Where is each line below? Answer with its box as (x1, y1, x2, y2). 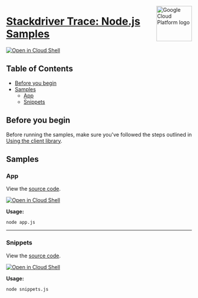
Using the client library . (6, 137, 62, 144)
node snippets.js (6, 286, 49, 292)
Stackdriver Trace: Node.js (6, 15, 140, 28)
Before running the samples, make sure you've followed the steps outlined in (6, 131, 192, 138)
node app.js (6, 220, 35, 226)
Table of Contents (6, 64, 74, 74)
